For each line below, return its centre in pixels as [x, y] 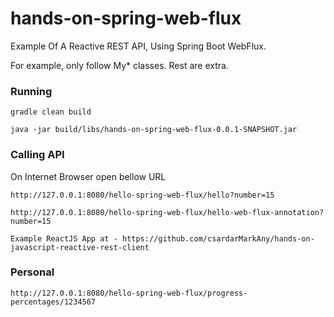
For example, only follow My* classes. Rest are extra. [119, 65]
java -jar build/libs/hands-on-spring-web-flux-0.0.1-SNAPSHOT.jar [154, 130]
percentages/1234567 [53, 302]
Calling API [37, 155]
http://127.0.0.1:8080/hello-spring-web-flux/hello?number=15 [142, 195]
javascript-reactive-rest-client [80, 247]
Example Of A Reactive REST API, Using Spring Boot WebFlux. [138, 46]
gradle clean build [51, 112]
